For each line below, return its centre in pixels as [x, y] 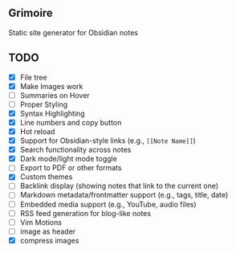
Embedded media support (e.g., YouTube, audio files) [108, 204]
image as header [48, 231]
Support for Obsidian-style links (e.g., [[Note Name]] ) [108, 141]
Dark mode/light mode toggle [69, 159]
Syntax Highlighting [53, 113]
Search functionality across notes [75, 150]
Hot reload [37, 131]
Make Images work [51, 86]
